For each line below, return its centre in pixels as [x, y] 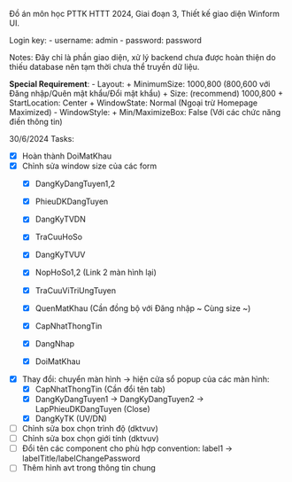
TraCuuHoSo [58, 237]
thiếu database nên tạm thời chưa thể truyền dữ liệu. [104, 67]
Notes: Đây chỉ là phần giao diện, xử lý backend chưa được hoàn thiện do [142, 57]
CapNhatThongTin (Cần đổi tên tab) [100, 389]
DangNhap [55, 343]
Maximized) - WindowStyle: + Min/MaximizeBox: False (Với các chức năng [145, 112]
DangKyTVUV [60, 255]
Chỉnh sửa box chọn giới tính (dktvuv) [90, 439]
